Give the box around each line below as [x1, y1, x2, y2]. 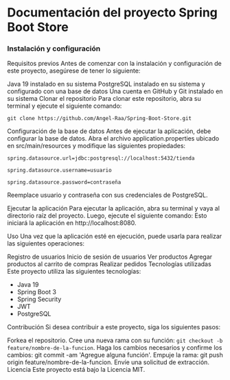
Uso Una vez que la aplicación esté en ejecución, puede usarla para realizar [7, 232, 222, 241]
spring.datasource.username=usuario [7, 167, 112, 174]
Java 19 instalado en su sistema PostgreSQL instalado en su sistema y [7, 80, 205, 88]
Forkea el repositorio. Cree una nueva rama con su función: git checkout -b [7, 336, 223, 344]
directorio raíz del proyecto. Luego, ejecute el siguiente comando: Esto [7, 211, 207, 220]
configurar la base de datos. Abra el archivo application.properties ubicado [7, 134, 220, 143]
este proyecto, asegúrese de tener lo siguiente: [7, 67, 141, 75]
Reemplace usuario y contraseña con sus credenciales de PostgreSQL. [7, 191, 208, 200]
